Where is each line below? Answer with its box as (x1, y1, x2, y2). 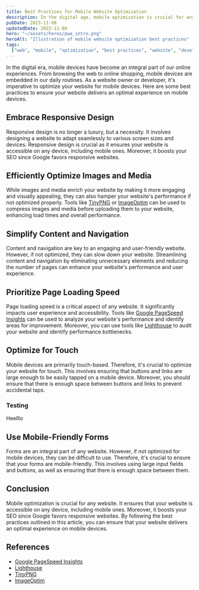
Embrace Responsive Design (6, 112, 114, 122)
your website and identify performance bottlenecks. (6, 328, 133, 335)
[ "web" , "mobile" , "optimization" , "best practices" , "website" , (11, 48, 176, 53)
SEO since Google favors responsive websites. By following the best (6, 512, 173, 519)
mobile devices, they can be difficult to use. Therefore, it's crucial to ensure (6, 454, 191, 461)
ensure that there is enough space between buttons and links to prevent (6, 380, 182, 387)
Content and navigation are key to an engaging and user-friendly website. (6, 245, 186, 252)
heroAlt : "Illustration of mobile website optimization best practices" (6, 36, 190, 42)
